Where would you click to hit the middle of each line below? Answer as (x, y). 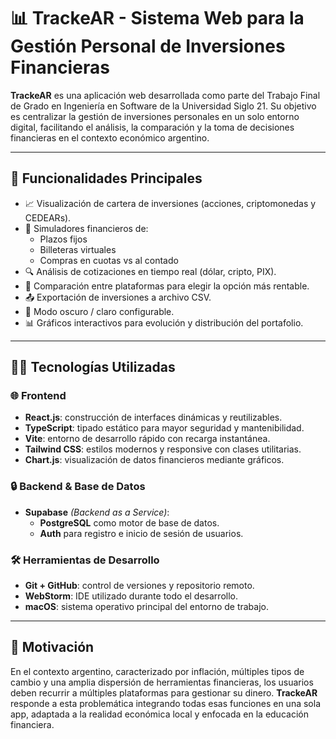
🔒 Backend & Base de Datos (78, 487)
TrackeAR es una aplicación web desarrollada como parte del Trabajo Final (165, 95)
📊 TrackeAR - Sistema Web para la (157, 18)
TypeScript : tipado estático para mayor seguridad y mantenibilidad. (164, 428)
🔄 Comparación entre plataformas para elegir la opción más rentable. (167, 286)
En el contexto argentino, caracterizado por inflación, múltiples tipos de (157, 671)
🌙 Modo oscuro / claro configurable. (99, 311)
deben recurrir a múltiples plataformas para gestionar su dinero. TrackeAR (164, 692)
